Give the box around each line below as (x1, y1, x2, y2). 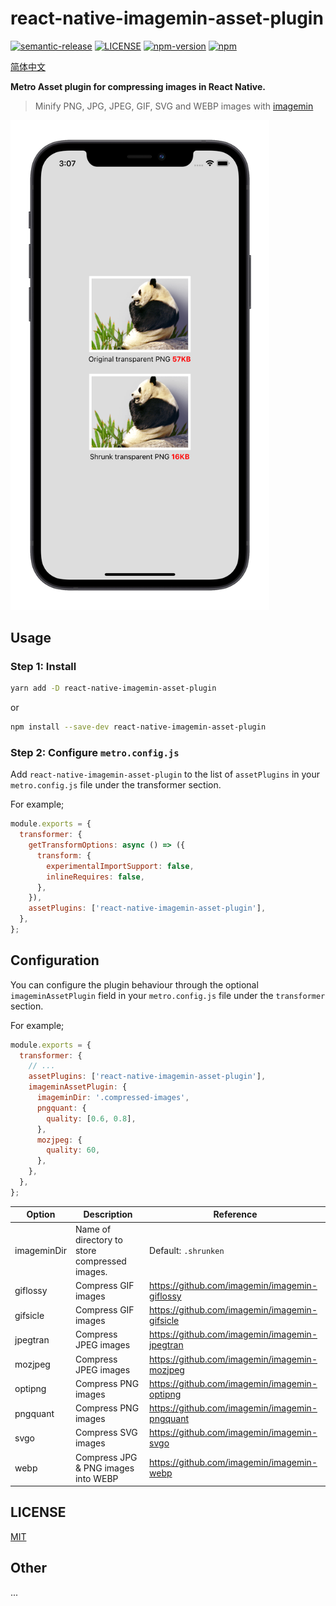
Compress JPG (74, 1451, 138, 1463)
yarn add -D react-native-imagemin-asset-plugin (10, 683, 217, 694)
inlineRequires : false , (46, 872, 145, 882)
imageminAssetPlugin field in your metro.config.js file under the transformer (10, 989, 326, 1001)
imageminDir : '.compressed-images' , (36, 1093, 190, 1103)
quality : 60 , (46, 1145, 101, 1156)
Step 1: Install (10, 659, 77, 673)
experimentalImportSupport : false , (46, 861, 195, 871)
